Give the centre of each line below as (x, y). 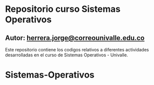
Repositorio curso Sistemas (63, 9)
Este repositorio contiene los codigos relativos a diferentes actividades (77, 50)
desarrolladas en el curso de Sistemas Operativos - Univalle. (67, 55)
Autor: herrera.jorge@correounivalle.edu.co (75, 38)
